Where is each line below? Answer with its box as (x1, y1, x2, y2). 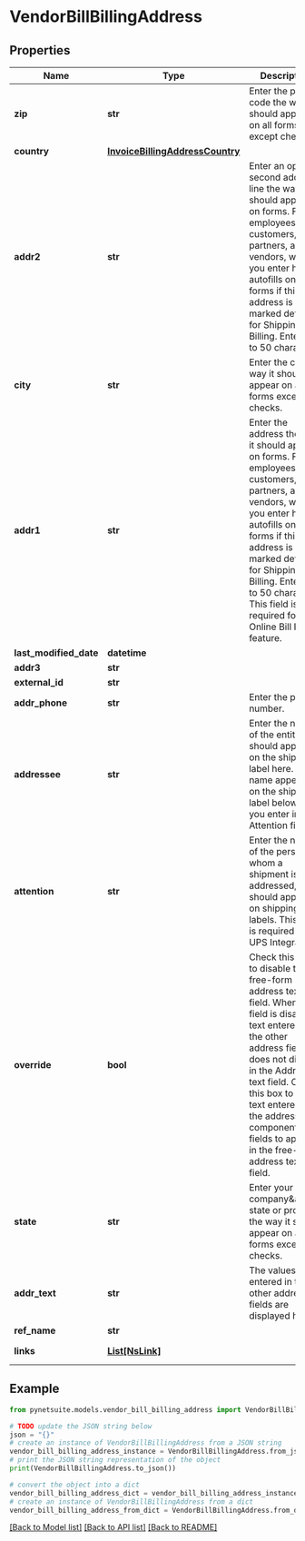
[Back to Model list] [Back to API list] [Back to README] (9, 1522, 218, 1533)
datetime (107, 647, 147, 659)
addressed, (249, 879, 298, 892)
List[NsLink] (107, 1345, 162, 1357)
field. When (249, 996, 298, 1009)
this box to (249, 1087, 294, 1100)
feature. (249, 632, 283, 644)
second (249, 171, 281, 183)
